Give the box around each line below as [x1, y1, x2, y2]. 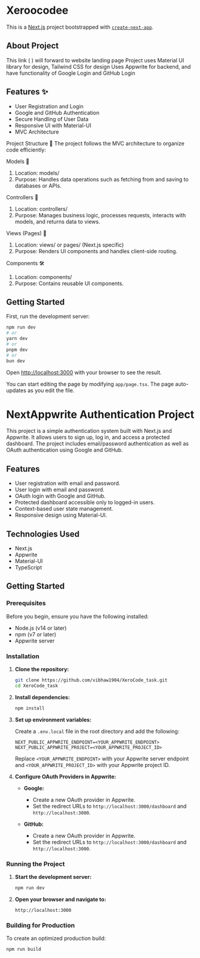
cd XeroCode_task [14, 683, 59, 689]
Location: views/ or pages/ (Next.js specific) [14, 241, 124, 248]
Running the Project [6, 860, 65, 868]
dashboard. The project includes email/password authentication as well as [6, 440, 189, 447]
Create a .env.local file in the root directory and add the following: [14, 727, 180, 735]
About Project [6, 41, 59, 51]
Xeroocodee [6, 4, 69, 17]
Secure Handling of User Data [14, 115, 89, 123]
